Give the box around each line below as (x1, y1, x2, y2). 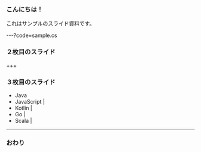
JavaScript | (14, 98, 45, 105)
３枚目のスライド (6, 77, 56, 86)
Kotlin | (14, 104, 33, 111)
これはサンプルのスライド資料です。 (6, 20, 95, 27)
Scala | (14, 117, 32, 124)
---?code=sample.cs (6, 32, 57, 39)
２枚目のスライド (6, 48, 56, 56)
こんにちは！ (6, 5, 44, 13)
